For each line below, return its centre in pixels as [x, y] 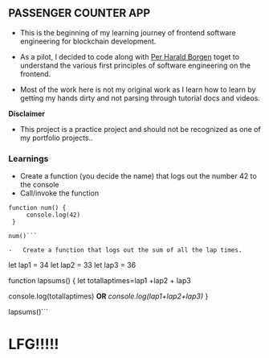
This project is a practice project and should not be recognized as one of [140, 129]
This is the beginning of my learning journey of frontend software [128, 32]
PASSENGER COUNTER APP [79, 13]
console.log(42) [53, 215]
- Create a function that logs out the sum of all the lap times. [125, 250]
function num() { [37, 208]
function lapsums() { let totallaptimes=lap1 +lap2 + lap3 [100, 281]
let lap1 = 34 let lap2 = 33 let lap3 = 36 [72, 265]
